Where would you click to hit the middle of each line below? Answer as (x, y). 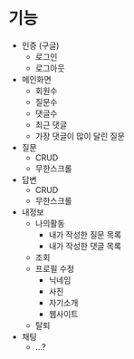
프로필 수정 (54, 268)
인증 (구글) (40, 45)
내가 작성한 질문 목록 (85, 234)
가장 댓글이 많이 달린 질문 (80, 136)
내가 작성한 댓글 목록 (85, 246)
